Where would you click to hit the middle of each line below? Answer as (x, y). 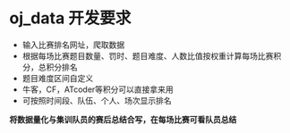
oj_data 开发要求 (70, 18)
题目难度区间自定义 (58, 78)
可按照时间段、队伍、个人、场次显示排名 (97, 100)
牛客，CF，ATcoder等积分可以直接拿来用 (98, 89)
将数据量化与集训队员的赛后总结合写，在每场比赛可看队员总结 (123, 119)
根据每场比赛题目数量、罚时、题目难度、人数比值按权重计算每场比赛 (148, 55)
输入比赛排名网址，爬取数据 (73, 45)
